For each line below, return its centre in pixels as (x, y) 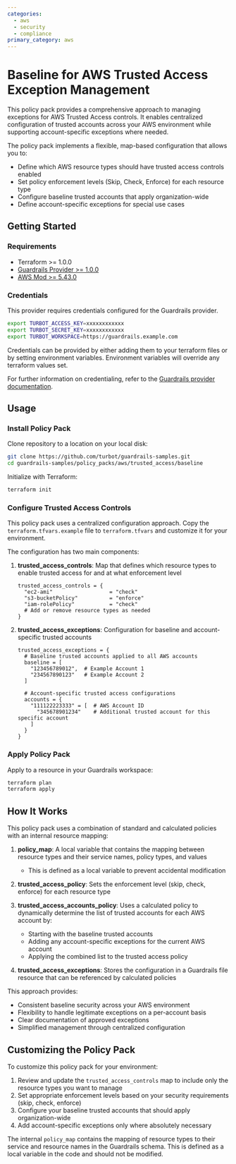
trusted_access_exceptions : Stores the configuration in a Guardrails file (123, 970)
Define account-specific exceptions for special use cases (101, 205)
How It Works (38, 811)
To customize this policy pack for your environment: (83, 1067)
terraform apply (31, 789)
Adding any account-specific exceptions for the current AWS (117, 942)
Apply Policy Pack (39, 754)
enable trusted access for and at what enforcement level (99, 573)
